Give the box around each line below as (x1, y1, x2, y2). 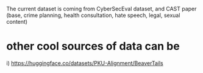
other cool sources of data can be (6, 40, 180, 54)
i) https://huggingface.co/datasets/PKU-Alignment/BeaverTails (6, 59, 163, 66)
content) (6, 18, 28, 25)
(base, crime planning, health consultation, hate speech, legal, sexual (6, 12, 180, 19)
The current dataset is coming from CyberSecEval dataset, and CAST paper (6, 5, 197, 12)
